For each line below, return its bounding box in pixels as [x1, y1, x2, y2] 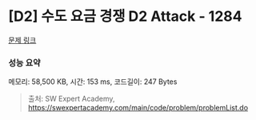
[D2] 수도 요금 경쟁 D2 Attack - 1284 [8, 7, 242, 26]
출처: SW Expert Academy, [27, 94, 115, 104]
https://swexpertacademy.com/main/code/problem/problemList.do [27, 103, 249, 113]
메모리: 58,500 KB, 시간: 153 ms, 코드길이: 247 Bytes [8, 77, 178, 86]
